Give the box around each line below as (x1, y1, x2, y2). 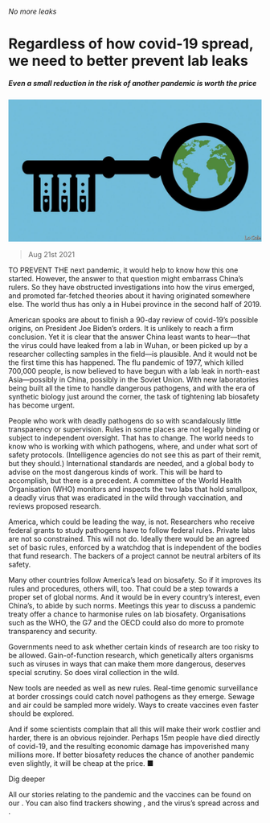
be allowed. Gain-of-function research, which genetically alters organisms (8, 651, 255, 661)
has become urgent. (8, 400, 75, 410)
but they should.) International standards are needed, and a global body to (8, 459, 255, 469)
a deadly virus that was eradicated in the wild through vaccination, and (8, 493, 243, 502)
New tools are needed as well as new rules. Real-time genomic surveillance (8, 683, 259, 693)
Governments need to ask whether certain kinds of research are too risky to (8, 642, 260, 652)
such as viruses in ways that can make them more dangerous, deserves (8, 659, 247, 669)
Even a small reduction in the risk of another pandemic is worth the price (8, 79, 257, 88)
